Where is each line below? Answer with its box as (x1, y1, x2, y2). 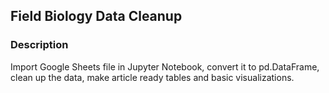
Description (10, 38, 69, 52)
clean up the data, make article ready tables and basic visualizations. (10, 71, 295, 83)
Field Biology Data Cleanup (10, 8, 183, 25)
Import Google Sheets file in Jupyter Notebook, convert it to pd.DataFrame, (10, 60, 320, 73)
